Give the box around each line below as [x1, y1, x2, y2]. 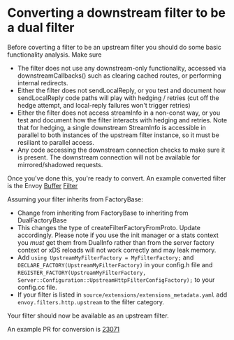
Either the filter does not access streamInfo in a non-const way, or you [17, 108, 221, 117]
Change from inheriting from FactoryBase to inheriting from [17, 208, 189, 217]
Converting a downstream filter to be [7, 5, 226, 21]
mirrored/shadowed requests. [17, 160, 103, 169]
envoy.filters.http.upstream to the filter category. [17, 297, 165, 306]
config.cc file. [17, 283, 57, 291]
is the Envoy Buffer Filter [7, 181, 78, 190]
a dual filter [7, 20, 75, 36]
